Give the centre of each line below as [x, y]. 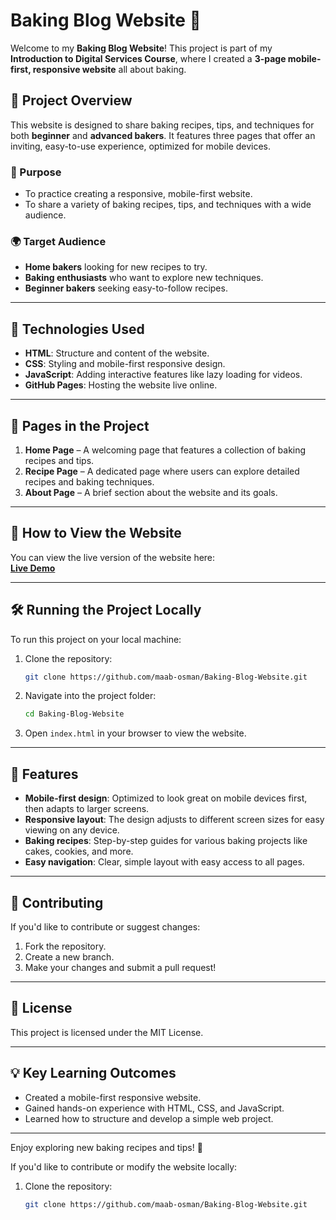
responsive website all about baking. [109, 69]
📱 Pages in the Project [80, 425]
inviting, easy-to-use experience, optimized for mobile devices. [141, 146]
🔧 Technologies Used [77, 329]
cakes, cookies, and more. [79, 851]
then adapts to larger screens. [87, 809]
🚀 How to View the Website [96, 533]
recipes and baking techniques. [89, 481]
